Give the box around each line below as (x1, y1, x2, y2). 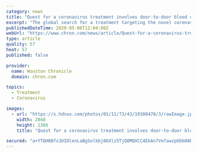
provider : (6, 63, 30, 69)
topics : (6, 84, 25, 90)
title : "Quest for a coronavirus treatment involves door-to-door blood (6, 14, 188, 20)
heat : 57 (6, 47, 28, 53)
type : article (6, 36, 41, 42)
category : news (6, 8, 43, 15)
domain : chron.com (11, 74, 57, 80)
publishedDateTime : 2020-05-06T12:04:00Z (6, 25, 109, 31)
